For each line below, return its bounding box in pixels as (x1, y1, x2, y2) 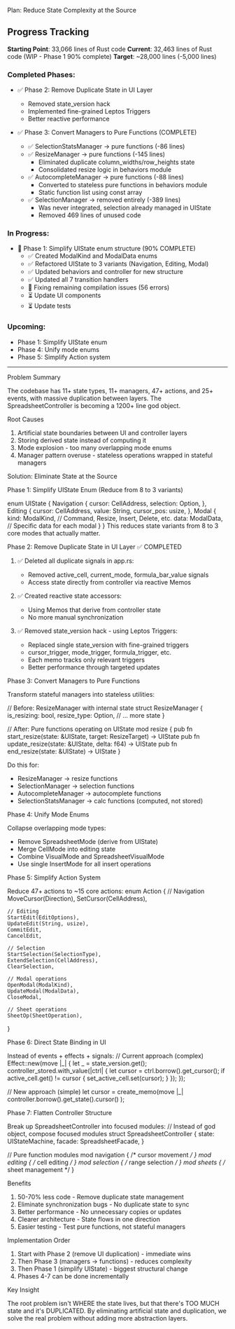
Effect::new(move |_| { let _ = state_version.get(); (7, 1058, 148, 1068)
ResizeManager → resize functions (17, 774, 118, 782)
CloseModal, (7, 993, 42, 1001)
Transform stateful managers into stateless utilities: (7, 690, 155, 698)
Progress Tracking (7, 26, 90, 38)
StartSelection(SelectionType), (7, 950, 101, 957)
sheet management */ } (7, 1165, 75, 1173)
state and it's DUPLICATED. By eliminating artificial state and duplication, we (7, 1307, 227, 1315)
